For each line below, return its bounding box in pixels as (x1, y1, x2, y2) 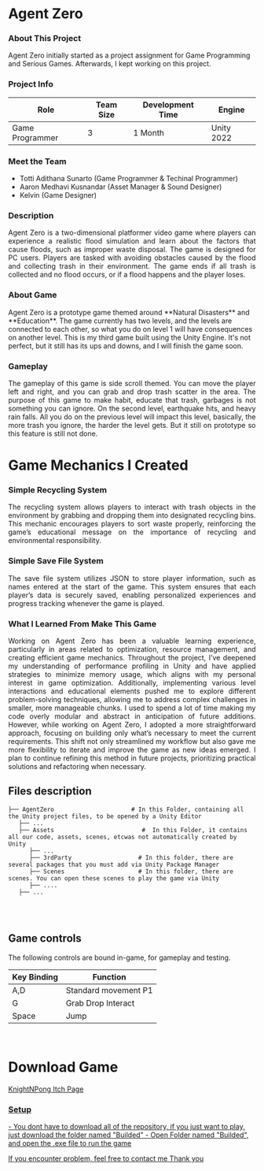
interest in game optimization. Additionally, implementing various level (8, 678, 256, 688)
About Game (8, 289, 57, 300)
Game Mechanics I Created (8, 456, 189, 474)
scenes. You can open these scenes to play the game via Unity (8, 874, 220, 883)
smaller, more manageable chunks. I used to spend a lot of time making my (8, 703, 256, 713)
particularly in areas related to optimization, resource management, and (8, 645, 256, 654)
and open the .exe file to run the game (8, 1138, 132, 1147)
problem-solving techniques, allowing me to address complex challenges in (8, 695, 256, 704)
